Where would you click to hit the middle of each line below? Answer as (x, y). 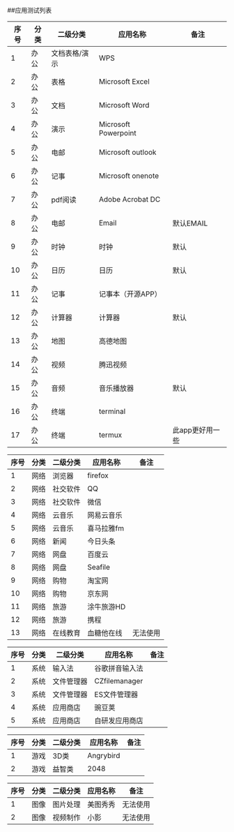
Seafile (99, 567)
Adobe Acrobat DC (130, 199)
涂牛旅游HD (107, 607)
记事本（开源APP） (130, 294)
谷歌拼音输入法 (119, 668)
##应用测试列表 (30, 10)
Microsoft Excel (124, 81)
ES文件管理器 (116, 694)
